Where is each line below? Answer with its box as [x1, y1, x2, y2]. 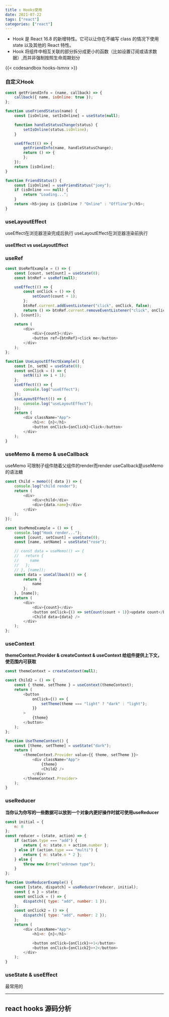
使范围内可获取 [5, 659, 36, 665]
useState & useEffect [5, 971, 58, 978]
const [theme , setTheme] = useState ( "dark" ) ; [14, 743, 112, 748]
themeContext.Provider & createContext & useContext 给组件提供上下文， [5, 652, 162, 658]
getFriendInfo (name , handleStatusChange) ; [23, 146, 114, 151]
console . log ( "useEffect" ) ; [23, 387, 80, 392]
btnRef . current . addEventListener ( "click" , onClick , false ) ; [23, 303, 152, 308]
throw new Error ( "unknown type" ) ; [23, 861, 96, 867]
